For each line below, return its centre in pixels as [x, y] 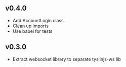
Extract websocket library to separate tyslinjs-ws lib [67, 59]
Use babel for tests [32, 31]
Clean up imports [31, 26]
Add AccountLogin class [38, 20]
